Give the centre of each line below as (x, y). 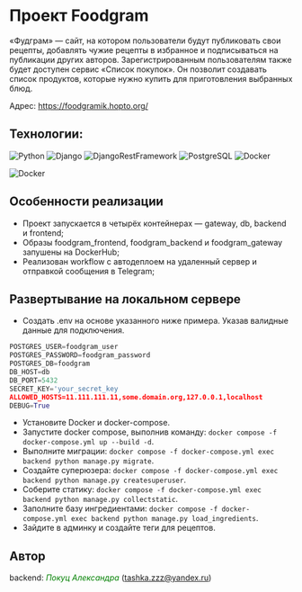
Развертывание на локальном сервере (125, 299)
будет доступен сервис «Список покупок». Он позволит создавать (138, 69)
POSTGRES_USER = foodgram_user (64, 347)
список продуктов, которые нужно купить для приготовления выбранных (151, 78)
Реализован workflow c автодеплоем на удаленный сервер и (140, 261)
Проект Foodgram (79, 16)
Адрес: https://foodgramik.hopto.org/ (79, 105)
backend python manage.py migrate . (88, 461)
